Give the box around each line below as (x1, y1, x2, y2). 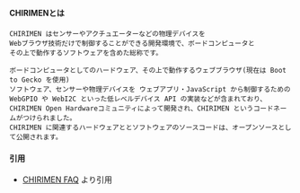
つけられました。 (22, 114, 76, 123)
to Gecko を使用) (9, 75, 70, 84)
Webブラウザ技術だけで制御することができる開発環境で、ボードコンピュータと (9, 39, 255, 48)
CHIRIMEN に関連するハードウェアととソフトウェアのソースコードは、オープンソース (9, 123, 278, 133)
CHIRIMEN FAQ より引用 (22, 174, 113, 185)
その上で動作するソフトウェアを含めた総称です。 (9, 48, 163, 57)
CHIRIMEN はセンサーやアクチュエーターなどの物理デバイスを (9, 30, 206, 39)
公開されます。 (15, 133, 63, 142)
